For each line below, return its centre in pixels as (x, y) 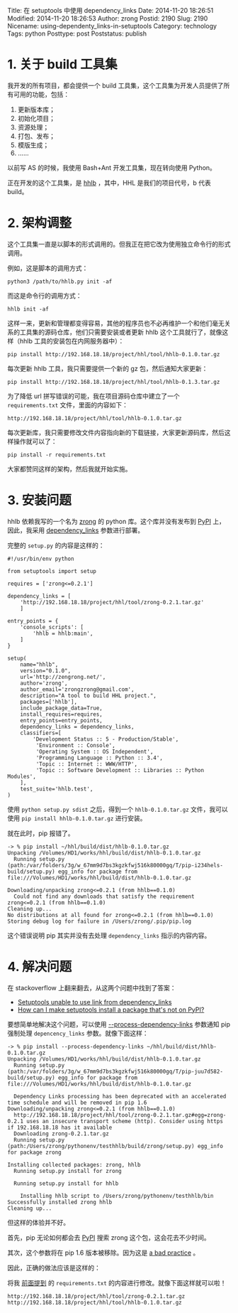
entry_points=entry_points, (61, 720)
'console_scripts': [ (52, 627)
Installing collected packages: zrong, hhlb (74, 1164)
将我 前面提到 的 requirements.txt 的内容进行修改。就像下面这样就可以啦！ (117, 1282)
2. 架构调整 (40, 223)
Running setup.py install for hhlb (66, 1183)
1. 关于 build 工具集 (63, 64)
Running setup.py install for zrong (68, 1171)
